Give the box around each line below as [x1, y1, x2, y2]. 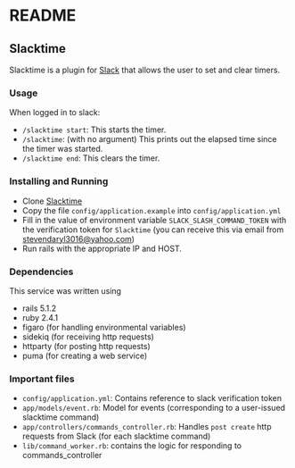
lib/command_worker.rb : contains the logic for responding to [21, 440, 242, 451]
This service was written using [9, 285, 122, 296]
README [9, 5, 77, 26]
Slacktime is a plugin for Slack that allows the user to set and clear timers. [9, 64, 281, 75]
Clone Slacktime [21, 196, 83, 206]
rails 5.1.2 [21, 303, 57, 313]
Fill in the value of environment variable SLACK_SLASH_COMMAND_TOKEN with [21, 214, 287, 225]
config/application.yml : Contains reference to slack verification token [21, 393, 283, 404]
